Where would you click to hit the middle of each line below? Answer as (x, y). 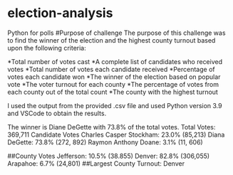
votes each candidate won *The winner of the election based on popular (114, 77)
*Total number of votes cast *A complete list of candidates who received (115, 61)
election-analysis (60, 13)
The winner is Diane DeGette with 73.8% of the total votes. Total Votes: (112, 127)
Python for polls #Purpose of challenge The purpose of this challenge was (116, 33)
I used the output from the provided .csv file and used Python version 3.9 (115, 105)
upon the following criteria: (47, 48)
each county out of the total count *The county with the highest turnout (113, 92)
